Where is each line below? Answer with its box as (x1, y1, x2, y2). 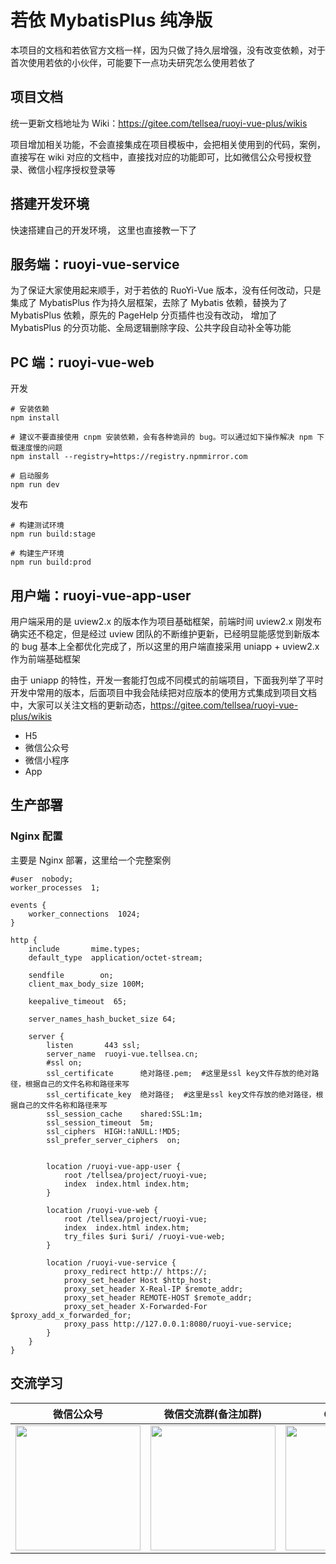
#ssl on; (46, 1057, 83, 1068)
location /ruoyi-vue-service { (46, 1257, 177, 1268)
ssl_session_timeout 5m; (46, 1117, 155, 1128)
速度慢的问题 (17, 443, 63, 453)
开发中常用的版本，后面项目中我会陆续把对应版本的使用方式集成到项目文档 (10, 687, 317, 698)
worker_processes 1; (10, 882, 101, 893)
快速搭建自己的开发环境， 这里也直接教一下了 (10, 224, 197, 236)
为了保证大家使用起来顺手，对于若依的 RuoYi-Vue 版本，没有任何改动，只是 (10, 284, 322, 296)
